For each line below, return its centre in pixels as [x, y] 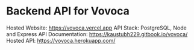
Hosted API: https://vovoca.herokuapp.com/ [61, 40]
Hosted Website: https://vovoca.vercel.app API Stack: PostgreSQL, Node [96, 28]
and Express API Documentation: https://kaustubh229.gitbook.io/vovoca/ [97, 34]
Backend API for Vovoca [68, 11]
